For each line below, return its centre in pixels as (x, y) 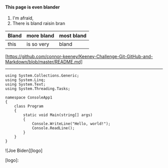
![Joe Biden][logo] (24, 150)
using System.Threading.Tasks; (38, 89)
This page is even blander (32, 7)
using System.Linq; (25, 80)
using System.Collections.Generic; (42, 76)
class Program (29, 106)
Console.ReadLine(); (53, 128)
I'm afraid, (23, 18)
